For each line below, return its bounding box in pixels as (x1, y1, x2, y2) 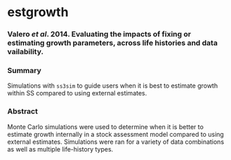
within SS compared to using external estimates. (7, 89, 147, 98)
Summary (7, 66, 42, 76)
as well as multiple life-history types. (7, 145, 114, 153)
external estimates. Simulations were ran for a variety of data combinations (7, 138, 225, 146)
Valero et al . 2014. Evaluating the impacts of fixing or (7, 29, 192, 39)
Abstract (7, 107, 39, 116)
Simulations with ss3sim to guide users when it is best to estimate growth (7, 81, 218, 90)
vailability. (7, 47, 44, 57)
